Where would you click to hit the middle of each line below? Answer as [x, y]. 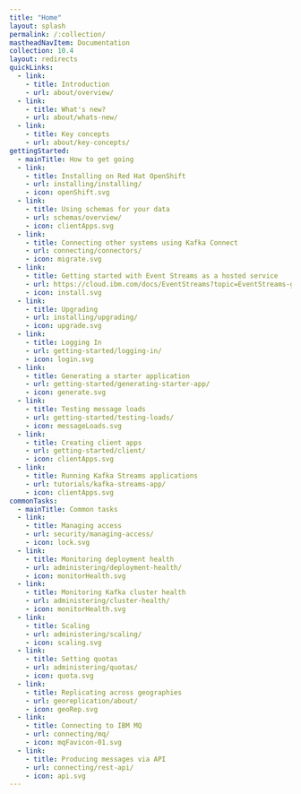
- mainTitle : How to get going [76, 159]
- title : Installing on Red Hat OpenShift [106, 176]
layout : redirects [43, 59]
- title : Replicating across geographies [103, 692]
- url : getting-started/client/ [86, 451]
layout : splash [38, 26]
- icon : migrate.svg [64, 259]
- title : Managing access [74, 526]
